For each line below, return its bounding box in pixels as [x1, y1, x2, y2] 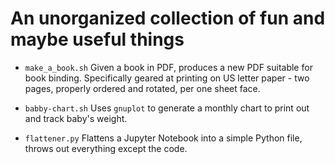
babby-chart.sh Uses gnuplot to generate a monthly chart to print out [24, 102, 310, 114]
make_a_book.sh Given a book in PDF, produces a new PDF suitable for [24, 61, 313, 73]
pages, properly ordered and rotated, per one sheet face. [24, 82, 261, 94]
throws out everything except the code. [24, 142, 188, 154]
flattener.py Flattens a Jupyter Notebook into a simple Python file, [24, 132, 303, 144]
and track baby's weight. [24, 112, 128, 124]
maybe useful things [10, 28, 185, 51]
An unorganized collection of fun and [10, 7, 326, 30]
